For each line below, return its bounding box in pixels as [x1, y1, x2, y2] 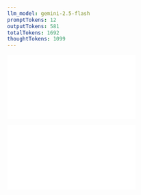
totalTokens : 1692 [7, 29, 60, 36]
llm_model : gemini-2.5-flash [7, 10, 90, 17]
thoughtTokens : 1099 [7, 36, 66, 43]
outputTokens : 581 [7, 23, 60, 30]
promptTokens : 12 [7, 16, 57, 23]
